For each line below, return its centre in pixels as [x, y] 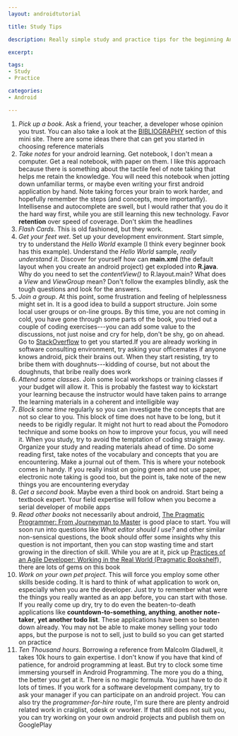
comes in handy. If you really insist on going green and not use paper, [120, 469]
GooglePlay [35, 725]
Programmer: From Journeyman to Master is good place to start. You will [124, 522]
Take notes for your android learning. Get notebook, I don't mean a [115, 153]
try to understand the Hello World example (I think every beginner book [122, 244]
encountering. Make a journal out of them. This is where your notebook [121, 462]
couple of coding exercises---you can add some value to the [107, 327]
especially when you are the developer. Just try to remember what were [123, 589]
